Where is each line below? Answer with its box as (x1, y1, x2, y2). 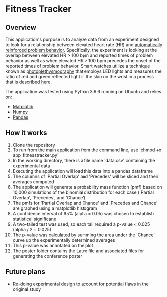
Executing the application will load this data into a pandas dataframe (12, 168, 153, 174)
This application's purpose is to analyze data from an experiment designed (5, 36, 159, 42)
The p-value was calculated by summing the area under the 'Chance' (12, 232, 155, 238)
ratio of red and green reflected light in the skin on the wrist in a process (5, 74, 154, 79)
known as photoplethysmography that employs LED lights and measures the (5, 68, 162, 74)
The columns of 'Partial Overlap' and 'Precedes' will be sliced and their (12, 173, 159, 179)
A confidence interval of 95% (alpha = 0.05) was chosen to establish (12, 210, 154, 216)
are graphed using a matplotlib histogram (12, 205, 97, 211)
